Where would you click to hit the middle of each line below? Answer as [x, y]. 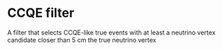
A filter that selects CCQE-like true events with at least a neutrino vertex [111, 32]
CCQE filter [41, 13]
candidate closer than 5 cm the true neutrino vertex [82, 39]
